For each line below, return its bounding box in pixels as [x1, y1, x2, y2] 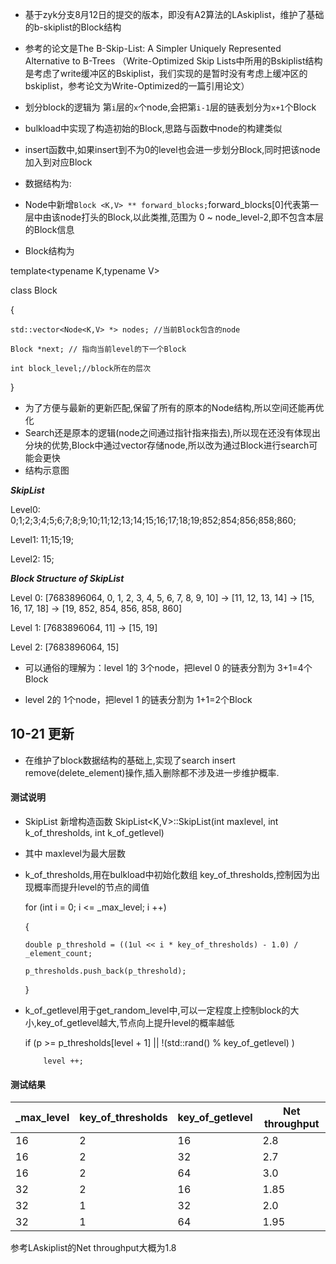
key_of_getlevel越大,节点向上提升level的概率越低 [36, 1017, 235, 1029]
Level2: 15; [10, 553, 55, 565]
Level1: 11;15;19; [10, 534, 75, 545]
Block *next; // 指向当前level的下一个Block [10, 344, 187, 354]
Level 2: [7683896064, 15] [10, 641, 120, 653]
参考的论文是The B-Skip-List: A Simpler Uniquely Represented [24, 43, 282, 54]
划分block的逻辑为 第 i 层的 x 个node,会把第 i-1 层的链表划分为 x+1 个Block [24, 101, 317, 113]
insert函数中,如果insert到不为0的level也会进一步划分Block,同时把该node [24, 144, 321, 155]
